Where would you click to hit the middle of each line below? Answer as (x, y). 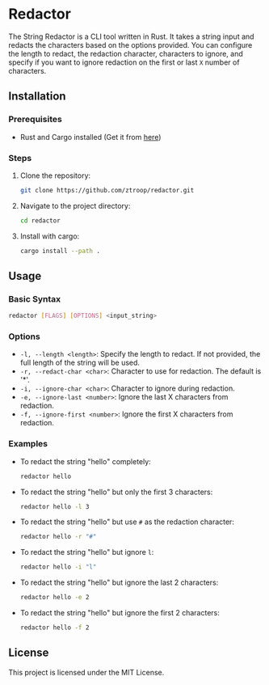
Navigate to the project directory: (75, 205)
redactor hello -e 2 (55, 598)
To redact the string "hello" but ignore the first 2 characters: (120, 613)
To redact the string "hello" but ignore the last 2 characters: (119, 582)
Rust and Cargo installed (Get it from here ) (90, 137)
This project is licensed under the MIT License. (86, 672)
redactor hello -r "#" (58, 537)
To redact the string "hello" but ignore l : (87, 552)
